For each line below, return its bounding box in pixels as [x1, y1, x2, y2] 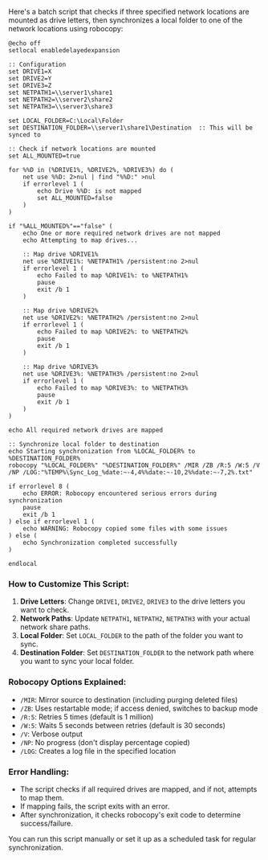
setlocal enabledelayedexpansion [8, 47, 120, 55]
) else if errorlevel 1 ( [8, 518, 95, 526]
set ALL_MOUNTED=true [8, 152, 81, 160]
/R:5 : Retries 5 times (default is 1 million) [19, 711, 154, 722]
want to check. [19, 605, 70, 615]
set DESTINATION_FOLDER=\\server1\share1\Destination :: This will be [8, 124, 253, 132]
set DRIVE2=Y [8, 75, 52, 83]
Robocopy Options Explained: [8, 677, 127, 688]
